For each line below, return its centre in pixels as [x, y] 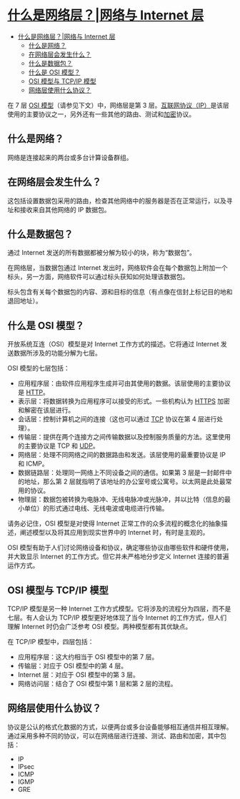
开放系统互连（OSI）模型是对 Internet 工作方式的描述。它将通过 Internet [113, 344]
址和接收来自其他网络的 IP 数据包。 [59, 209]
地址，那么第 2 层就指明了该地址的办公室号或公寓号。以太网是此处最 [125, 482]
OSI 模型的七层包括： [39, 368]
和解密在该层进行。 [46, 410]
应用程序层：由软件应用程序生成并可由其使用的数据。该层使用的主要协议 [124, 383]
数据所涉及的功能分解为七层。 [57, 353]
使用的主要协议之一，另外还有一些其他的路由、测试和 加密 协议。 [101, 114]
